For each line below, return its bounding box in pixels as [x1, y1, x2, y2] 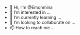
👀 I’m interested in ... [9, 9, 51, 15]
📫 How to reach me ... [9, 25, 55, 30]
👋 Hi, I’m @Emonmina [9, 5, 53, 10]
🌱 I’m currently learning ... [9, 15, 62, 20]
